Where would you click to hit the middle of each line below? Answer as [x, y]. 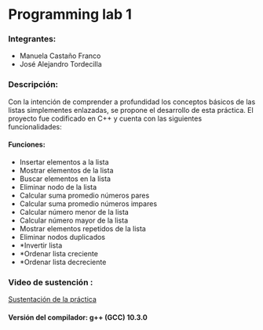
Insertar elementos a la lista [64, 161]
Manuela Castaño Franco [60, 56]
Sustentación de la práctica [52, 299]
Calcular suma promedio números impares [88, 203]
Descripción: [33, 85]
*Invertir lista [41, 245]
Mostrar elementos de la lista [66, 170]
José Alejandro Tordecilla [60, 64]
